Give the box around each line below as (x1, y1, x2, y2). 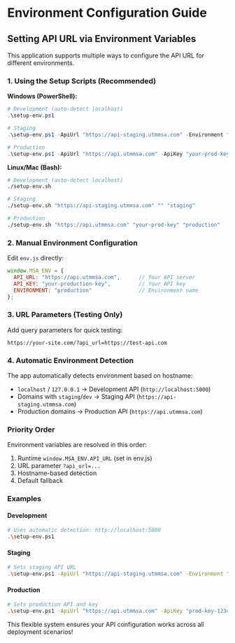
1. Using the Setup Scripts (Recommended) (7, 76, 156, 85)
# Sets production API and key (7, 601, 99, 608)
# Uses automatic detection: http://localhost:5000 (7, 527, 161, 534)
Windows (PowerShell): (7, 92, 78, 101)
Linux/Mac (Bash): (7, 163, 62, 171)
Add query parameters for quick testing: (7, 325, 123, 334)
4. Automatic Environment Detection (7, 355, 134, 365)
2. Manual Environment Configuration (7, 238, 138, 248)
